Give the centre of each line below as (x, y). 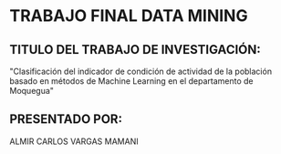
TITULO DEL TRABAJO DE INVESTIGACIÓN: (135, 50)
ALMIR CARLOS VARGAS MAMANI (74, 141)
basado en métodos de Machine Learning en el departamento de (131, 81)
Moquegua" (32, 91)
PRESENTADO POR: (66, 119)
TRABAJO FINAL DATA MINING (129, 16)
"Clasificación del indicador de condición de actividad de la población (140, 71)
